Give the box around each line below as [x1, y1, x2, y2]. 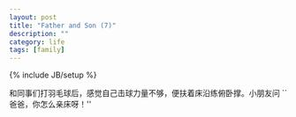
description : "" [9, 29, 69, 38]
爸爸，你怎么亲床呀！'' [9, 99, 92, 110]
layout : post [9, 12, 57, 22]
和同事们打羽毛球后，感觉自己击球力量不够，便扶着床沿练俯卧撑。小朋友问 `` [9, 88, 287, 99]
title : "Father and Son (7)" [9, 21, 117, 30]
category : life [9, 37, 65, 47]
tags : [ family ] [9, 46, 65, 55]
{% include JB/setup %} [9, 69, 97, 80]
